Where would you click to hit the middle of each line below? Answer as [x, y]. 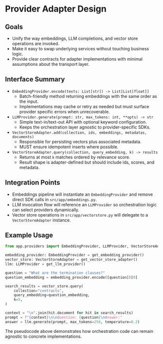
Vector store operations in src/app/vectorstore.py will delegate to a [80, 215]
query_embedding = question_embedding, [52, 295]
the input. [29, 101]
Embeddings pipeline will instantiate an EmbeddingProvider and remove [82, 194]
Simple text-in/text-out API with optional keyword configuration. [83, 122]
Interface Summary [35, 79]
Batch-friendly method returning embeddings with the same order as [88, 96]
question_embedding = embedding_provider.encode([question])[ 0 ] [71, 277]
